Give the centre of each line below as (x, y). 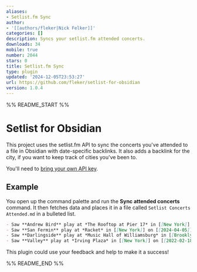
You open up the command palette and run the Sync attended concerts (93, 201)
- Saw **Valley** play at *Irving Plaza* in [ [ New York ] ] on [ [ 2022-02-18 (99, 241)
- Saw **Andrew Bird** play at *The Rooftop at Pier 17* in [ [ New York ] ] (98, 224)
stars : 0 (17, 61)
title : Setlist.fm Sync (35, 66)
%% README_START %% (38, 105)
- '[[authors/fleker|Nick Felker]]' (51, 28)
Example (22, 187)
